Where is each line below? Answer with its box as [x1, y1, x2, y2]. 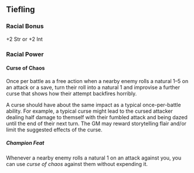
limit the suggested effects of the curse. [6, 126, 103, 133]
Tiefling [6, 5, 35, 15]
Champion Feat [6, 140, 45, 147]
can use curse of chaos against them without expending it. [6, 160, 148, 167]
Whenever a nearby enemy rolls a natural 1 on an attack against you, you [6, 154, 182, 161]
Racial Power [6, 50, 44, 58]
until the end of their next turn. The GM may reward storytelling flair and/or [6, 120, 186, 127]
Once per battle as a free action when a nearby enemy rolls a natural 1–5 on [6, 77, 189, 84]
